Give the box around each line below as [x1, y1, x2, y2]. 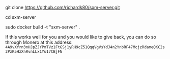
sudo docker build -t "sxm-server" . [5, 24, 80, 30]
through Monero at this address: [5, 39, 73, 45]
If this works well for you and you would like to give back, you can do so [5, 34, 156, 40]
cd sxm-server [5, 14, 37, 20]
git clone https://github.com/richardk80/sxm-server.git [5, 5, 120, 10]
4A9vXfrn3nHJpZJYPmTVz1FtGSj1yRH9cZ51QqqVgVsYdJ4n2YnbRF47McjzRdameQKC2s [5, 45, 165, 50]
